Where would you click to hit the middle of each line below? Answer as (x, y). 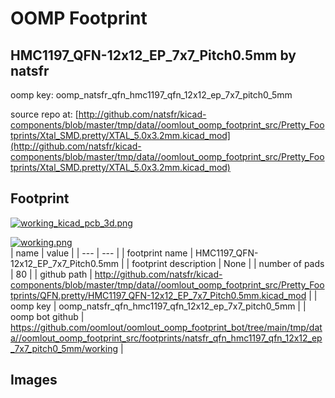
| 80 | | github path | (51, 274)
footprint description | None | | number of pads (228, 263)
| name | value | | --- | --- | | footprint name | (102, 253)
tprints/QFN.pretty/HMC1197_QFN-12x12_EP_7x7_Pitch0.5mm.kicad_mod (158, 295)
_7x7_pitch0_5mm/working (64, 348)
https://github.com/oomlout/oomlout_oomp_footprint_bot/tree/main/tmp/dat (166, 327)
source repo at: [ (44, 114)
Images (34, 380)
